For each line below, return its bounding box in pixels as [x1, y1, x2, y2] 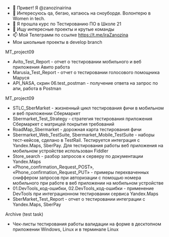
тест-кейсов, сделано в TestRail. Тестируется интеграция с [12, 137, 140, 143]
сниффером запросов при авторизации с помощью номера [12, 174, 141, 181]
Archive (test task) [5, 211, 44, 217]
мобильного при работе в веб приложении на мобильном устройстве [12, 180, 164, 186]
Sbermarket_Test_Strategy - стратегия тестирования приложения [12, 116, 152, 122]
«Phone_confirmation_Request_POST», [12, 164, 94, 170]
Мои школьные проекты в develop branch [12, 39, 102, 45]
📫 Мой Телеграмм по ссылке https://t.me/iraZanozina [12, 32, 129, 38]
